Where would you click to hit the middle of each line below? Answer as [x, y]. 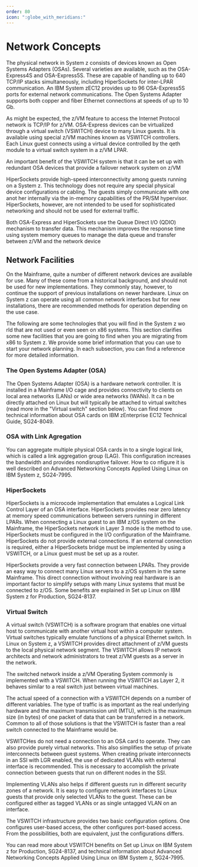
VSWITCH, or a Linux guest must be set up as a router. [72, 554]
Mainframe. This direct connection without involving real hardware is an [93, 578]
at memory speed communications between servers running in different [94, 516]
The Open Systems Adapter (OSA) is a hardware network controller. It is [94, 383]
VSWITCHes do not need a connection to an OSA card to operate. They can [98, 741]
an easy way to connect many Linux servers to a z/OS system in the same [96, 571]
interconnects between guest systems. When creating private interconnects [98, 754]
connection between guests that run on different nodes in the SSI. [86, 773]
